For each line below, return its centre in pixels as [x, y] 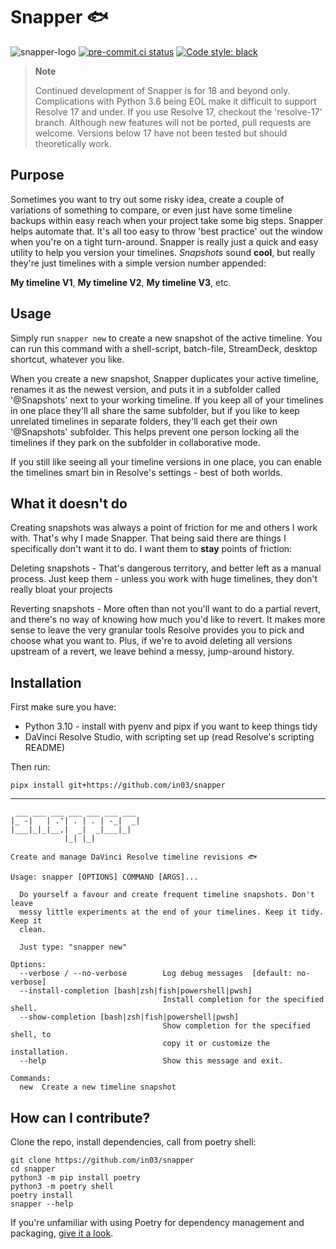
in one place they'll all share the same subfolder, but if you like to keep [155, 410]
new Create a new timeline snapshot [98, 1087]
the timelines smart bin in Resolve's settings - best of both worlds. [146, 472]
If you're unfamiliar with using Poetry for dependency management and [157, 1222]
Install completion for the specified [243, 1000]
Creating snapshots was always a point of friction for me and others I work [164, 528]
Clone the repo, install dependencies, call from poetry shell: [133, 1142]
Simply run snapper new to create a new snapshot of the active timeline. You [166, 338]
